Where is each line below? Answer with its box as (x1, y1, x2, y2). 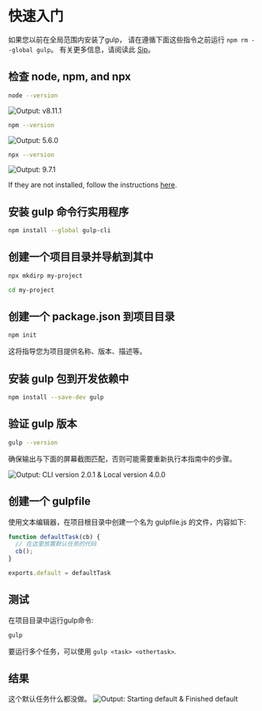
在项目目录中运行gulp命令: (8, 615, 94, 625)
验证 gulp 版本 (8, 417, 77, 431)
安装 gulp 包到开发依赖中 (8, 372, 129, 386)
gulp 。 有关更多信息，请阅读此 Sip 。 (36, 44, 155, 54)
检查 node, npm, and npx (8, 70, 132, 84)
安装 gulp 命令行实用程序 (8, 205, 129, 218)
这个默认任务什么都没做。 (8, 694, 92, 704)
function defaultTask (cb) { (8, 532, 101, 541)
